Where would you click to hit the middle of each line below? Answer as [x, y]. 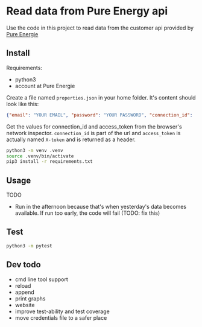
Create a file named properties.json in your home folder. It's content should [101, 97]
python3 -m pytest [29, 246]
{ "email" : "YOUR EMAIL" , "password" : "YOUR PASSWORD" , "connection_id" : [99, 115]
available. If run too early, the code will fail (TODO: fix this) [87, 213]
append [24, 292]
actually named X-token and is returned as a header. [71, 139]
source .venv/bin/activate [40, 156]
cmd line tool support [41, 279]
